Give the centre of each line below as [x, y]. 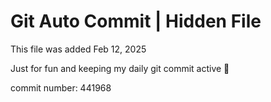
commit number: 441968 [61, 87]
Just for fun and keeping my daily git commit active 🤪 [120, 68]
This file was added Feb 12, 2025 [78, 49]
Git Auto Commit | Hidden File [136, 21]
